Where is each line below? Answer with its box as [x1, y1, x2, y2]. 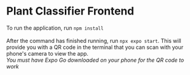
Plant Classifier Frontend [6, 4, 135, 18]
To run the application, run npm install [6, 24, 104, 31]
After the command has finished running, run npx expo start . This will [6, 37, 182, 44]
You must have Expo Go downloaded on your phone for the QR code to [6, 56, 184, 64]
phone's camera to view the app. [6, 50, 89, 57]
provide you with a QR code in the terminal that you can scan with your [6, 44, 184, 51]
